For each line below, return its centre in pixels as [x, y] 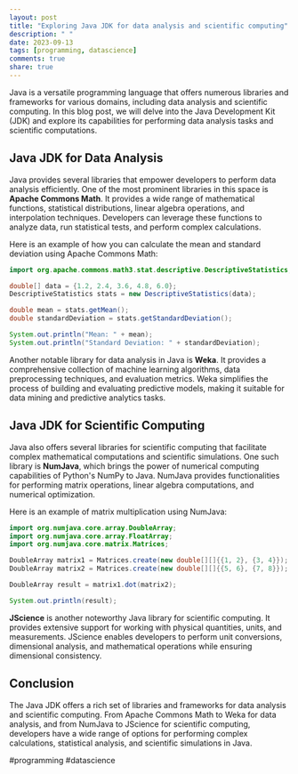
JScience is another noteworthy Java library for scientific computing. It [140, 617]
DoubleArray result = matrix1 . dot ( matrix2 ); [93, 585]
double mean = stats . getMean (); [69, 310]
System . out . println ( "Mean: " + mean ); [81, 335]
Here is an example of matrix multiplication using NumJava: [118, 512]
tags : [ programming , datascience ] [73, 51]
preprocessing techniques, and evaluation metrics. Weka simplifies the [139, 378]
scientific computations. [53, 130]
